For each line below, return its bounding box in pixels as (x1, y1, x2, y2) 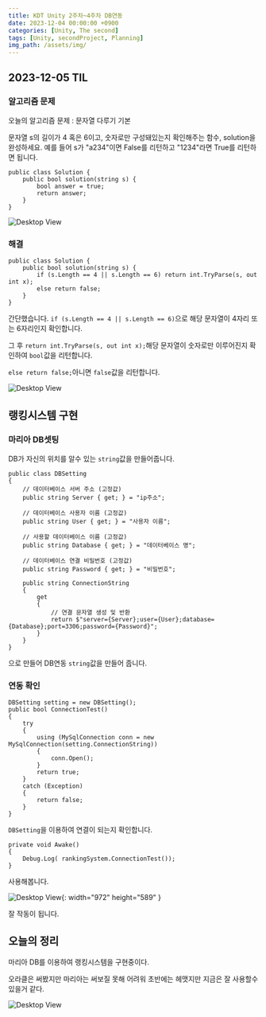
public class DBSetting (8, 470, 87, 477)
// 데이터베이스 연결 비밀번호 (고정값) (22, 556, 133, 565)
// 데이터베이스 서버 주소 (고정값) (22, 485, 122, 493)
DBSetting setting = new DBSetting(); (8, 699, 137, 707)
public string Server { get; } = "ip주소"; (22, 493, 165, 501)
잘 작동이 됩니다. (8, 909, 60, 919)
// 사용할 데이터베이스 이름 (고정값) (22, 532, 128, 541)
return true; (37, 769, 80, 777)
